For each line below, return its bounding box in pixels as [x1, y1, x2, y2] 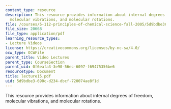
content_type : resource [5, 7, 56, 13]
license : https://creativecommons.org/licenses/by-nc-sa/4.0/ [5, 45, 140, 50]
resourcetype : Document [5, 69, 56, 74]
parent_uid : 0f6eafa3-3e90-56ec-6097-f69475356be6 [5, 64, 115, 69]
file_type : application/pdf [5, 31, 65, 36]
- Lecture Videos [5, 41, 42, 46]
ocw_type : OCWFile [5, 50, 44, 55]
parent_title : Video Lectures [5, 54, 70, 60]
